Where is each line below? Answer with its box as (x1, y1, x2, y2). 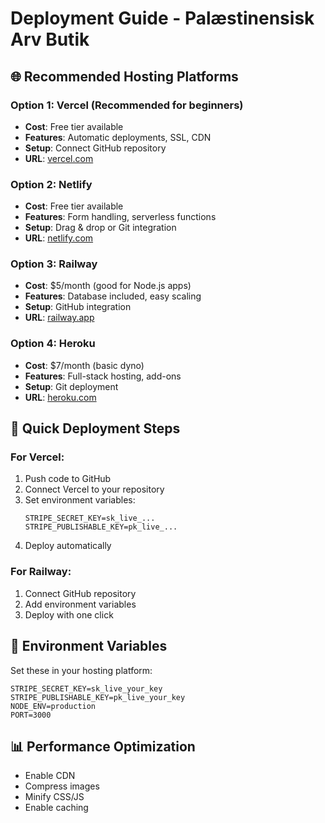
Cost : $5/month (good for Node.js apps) (24, 280, 192, 292)
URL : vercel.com (24, 152, 94, 164)
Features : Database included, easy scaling (24, 290, 202, 302)
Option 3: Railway (10, 257, 98, 271)
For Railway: (10, 565, 72, 579)
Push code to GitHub (24, 473, 112, 485)
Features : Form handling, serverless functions (24, 211, 217, 223)
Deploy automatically (24, 540, 112, 552)
